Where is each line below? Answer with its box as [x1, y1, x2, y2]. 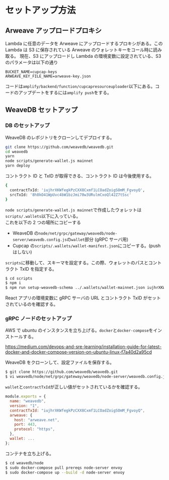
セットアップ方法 [5, 5, 76, 16]
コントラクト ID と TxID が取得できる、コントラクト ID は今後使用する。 [5, 173, 154, 179]
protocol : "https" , [14, 427, 55, 432]
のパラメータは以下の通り [5, 59, 58, 65]
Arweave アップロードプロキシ [5, 26, 102, 35]
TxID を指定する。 [19, 266, 57, 272]
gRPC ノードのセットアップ [5, 315, 72, 322]
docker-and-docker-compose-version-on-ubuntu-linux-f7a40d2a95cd [5, 349, 152, 355]
